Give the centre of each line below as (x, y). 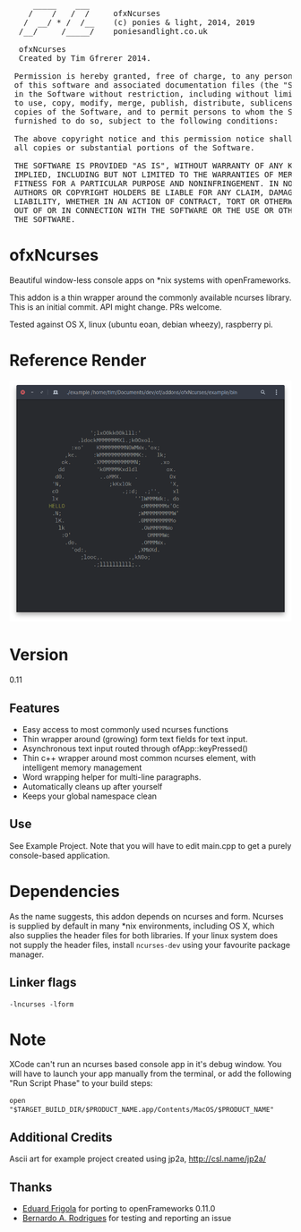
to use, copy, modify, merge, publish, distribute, (130, 103)
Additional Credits (61, 1137)
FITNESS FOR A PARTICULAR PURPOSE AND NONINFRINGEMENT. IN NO (153, 184)
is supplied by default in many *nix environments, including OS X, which (142, 926)
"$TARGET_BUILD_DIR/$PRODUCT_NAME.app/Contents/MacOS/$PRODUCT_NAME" (142, 1110)
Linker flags (43, 983)
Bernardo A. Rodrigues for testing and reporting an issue (127, 1219)
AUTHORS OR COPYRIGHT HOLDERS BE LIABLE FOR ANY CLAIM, (139, 192)
